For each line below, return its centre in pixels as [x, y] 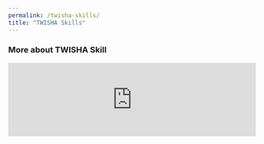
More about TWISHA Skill [58, 50]
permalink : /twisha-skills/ [54, 15]
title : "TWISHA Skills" [47, 23]
